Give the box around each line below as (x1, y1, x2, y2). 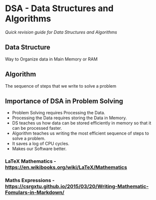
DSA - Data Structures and (5, 3, 114, 14)
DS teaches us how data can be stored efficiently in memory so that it (12, 120, 152, 126)
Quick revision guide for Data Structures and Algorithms (5, 29, 117, 35)
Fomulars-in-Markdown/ (5, 189, 64, 196)
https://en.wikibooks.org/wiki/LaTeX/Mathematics (5, 164, 127, 171)
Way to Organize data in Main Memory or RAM (5, 56, 98, 62)
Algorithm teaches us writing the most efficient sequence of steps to (12, 130, 149, 136)
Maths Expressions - (5, 177, 55, 184)
